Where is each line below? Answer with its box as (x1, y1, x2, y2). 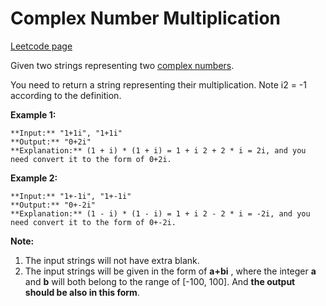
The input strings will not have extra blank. (24, 254, 200, 266)
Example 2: (10, 172, 58, 184)
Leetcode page (10, 40, 73, 52)
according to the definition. (10, 89, 122, 101)
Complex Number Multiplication (10, 7, 281, 30)
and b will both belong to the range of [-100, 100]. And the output (24, 275, 296, 287)
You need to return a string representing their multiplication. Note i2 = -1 (10, 78, 307, 91)
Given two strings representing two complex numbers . (10, 59, 235, 71)
